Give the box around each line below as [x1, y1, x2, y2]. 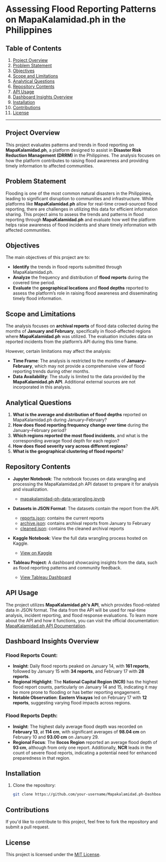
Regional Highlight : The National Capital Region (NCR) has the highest [12, 679, 158, 685]
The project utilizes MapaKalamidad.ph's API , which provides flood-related [5, 602, 160, 607]
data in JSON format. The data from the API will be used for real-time [5, 607, 146, 613]
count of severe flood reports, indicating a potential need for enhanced [12, 750, 157, 756]
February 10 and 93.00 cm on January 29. [12, 734, 99, 740]
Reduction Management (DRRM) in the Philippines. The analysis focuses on [5, 152, 161, 158]
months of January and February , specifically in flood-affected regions [5, 328, 151, 334]
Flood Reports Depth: [5, 712, 58, 719]
